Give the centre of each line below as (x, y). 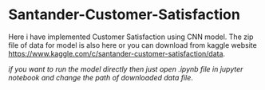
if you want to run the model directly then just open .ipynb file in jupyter (126, 68)
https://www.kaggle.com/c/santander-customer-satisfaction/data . (117, 53)
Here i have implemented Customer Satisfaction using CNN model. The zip (131, 37)
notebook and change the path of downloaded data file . (101, 77)
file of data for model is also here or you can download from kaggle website (132, 45)
